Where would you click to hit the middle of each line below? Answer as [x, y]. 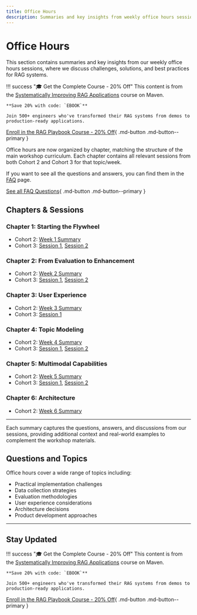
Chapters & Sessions [45, 210]
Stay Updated [32, 539]
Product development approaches [56, 516]
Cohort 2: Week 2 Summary [48, 273]
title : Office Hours [31, 11]
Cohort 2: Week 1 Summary [47, 239]
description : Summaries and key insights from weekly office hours [90, 17]
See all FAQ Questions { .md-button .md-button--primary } [76, 191]
